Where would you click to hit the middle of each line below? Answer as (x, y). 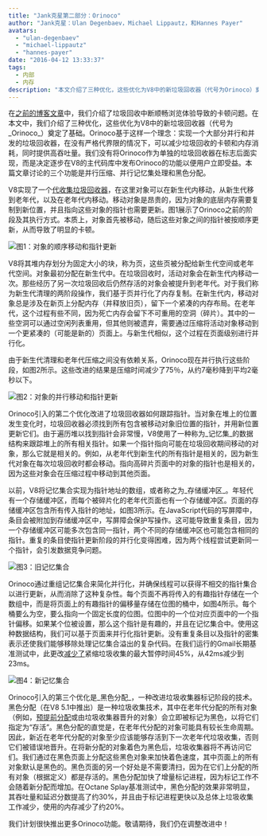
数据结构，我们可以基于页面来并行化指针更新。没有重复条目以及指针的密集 (137, 634)
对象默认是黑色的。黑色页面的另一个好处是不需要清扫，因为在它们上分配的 (130, 767)
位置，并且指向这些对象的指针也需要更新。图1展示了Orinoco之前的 (137, 210)
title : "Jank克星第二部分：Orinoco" (65, 16)
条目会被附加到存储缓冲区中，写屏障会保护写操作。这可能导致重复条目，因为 (133, 520)
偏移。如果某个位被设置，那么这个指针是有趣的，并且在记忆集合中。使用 (133, 624)
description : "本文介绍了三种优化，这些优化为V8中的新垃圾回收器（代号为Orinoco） (132, 90)
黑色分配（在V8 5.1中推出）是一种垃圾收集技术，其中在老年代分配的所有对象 (133, 707)
